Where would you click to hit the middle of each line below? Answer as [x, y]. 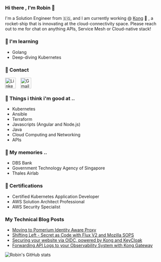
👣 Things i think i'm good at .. [40, 98]
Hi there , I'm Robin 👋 [30, 8]
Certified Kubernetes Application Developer [56, 196]
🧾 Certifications [24, 186]
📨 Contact [17, 70]
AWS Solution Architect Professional [48, 201]
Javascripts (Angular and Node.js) [46, 124]
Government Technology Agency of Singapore [58, 168]
